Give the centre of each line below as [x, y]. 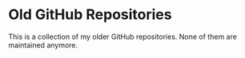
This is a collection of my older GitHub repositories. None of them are [123, 37]
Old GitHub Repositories [90, 15]
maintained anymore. [43, 44]
